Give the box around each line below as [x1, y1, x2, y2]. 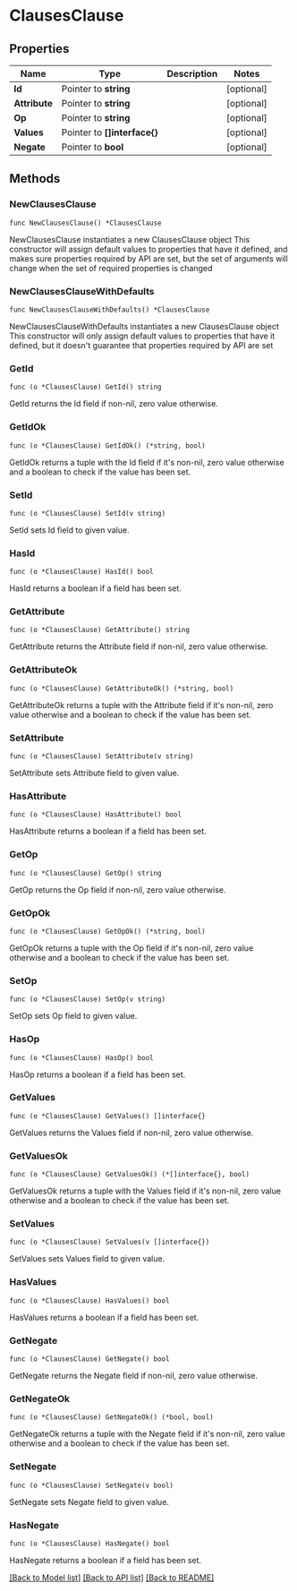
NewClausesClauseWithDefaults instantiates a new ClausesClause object [9, 321, 280, 331]
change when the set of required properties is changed [9, 262, 213, 273]
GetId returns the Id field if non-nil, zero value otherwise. [9, 398, 219, 409]
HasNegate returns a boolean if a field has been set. [9, 1554, 202, 1565]
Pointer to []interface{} [61, 126, 158, 139]
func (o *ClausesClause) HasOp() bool [9, 1053, 154, 1062]
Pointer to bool [61, 141, 124, 153]
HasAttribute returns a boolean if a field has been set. [9, 825, 208, 837]
